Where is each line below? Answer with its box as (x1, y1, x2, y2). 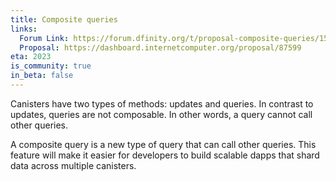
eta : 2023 (10, 52, 52, 62)
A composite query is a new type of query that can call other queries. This (10, 138, 317, 150)
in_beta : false (10, 71, 74, 81)
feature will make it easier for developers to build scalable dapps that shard (10, 149, 320, 161)
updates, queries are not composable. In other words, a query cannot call (10, 108, 313, 120)
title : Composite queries (10, 14, 118, 25)
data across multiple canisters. (10, 159, 137, 171)
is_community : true (10, 61, 92, 71)
